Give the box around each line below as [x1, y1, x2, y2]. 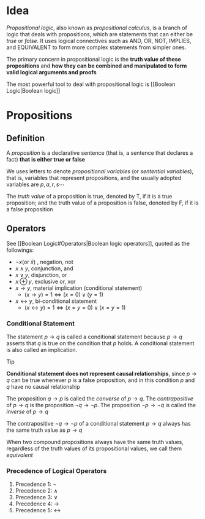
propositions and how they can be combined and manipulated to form [6, 62, 187, 69]
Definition [6, 133, 45, 143]
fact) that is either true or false [6, 155, 86, 163]
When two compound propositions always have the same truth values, [6, 439, 184, 446]
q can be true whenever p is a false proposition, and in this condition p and [6, 377, 195, 384]
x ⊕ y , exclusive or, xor [15, 278, 76, 285]
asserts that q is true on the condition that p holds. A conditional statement [6, 340, 195, 347]
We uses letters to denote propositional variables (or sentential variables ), [6, 167, 194, 175]
